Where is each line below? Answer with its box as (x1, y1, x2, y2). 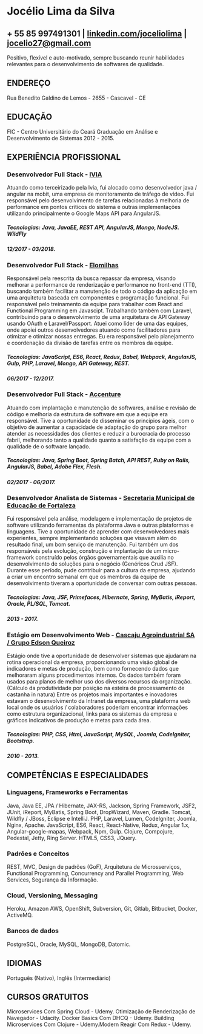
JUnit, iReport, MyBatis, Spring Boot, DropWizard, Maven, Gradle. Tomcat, (7, 808, 192, 815)
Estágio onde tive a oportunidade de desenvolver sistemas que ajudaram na (7, 652, 196, 660)
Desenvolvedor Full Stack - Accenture (7, 390, 121, 399)
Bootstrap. (7, 737, 35, 744)
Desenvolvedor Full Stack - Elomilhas (7, 261, 119, 269)
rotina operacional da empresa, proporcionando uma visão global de (7, 659, 178, 666)
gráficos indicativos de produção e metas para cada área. (7, 717, 151, 724)
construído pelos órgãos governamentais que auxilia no (35, 554, 175, 561)
